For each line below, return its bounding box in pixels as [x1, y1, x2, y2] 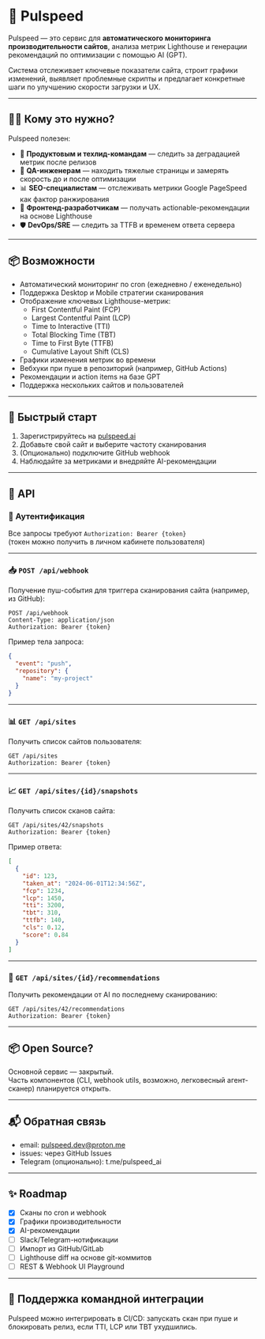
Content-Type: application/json [8, 616, 114, 624]
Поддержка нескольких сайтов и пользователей [19, 380, 184, 390]
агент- [227, 1075, 248, 1084]
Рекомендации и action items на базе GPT [19, 372, 161, 381]
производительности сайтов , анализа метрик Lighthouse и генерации [8, 41, 248, 51]
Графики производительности [19, 1217, 121, 1227]
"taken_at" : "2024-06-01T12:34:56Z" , [22, 879, 147, 887]
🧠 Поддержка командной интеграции [8, 1292, 204, 1306]
